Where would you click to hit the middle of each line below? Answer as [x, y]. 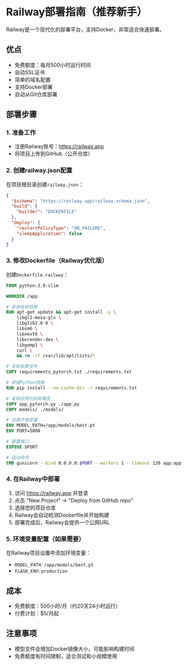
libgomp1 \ [30, 345]
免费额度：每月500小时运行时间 [53, 65]
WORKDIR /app [22, 296]
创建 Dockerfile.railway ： [37, 274]
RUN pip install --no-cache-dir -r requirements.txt [72, 388]
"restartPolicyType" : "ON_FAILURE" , [61, 228]
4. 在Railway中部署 [33, 479]
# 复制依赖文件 [22, 367]
